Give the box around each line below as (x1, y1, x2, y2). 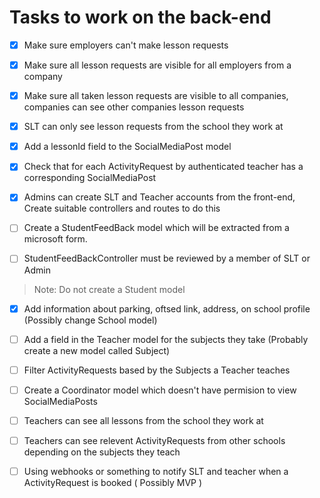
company (23, 71, 63, 83)
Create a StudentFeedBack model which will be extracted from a (23, 222, 290, 234)
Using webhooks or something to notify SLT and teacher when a (23, 465, 289, 477)
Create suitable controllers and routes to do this (23, 202, 221, 215)
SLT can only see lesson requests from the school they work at (23, 121, 284, 133)
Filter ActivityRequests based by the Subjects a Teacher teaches (23, 364, 291, 376)
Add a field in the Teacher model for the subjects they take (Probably (23, 333, 309, 345)
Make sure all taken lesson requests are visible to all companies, (23, 90, 289, 102)
